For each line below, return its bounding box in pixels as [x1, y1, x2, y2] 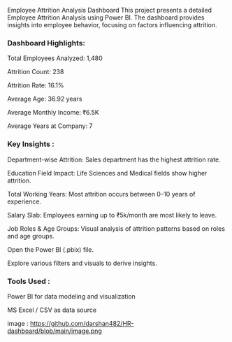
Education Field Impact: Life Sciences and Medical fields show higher [7, 169, 208, 177]
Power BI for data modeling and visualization [7, 292, 136, 300]
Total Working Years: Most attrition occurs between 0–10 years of [7, 190, 196, 198]
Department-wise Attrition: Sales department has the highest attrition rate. [7, 155, 222, 164]
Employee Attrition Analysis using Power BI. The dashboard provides [7, 13, 205, 22]
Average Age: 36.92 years [7, 94, 82, 104]
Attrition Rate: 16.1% [7, 81, 64, 90]
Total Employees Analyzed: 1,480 [7, 54, 103, 62]
